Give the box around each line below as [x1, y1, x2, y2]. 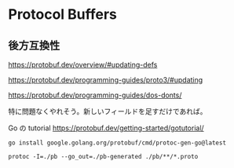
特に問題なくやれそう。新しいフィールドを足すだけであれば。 [8, 107, 207, 115]
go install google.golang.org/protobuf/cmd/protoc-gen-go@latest [8, 139, 226, 147]
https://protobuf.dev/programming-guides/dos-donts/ [8, 90, 182, 100]
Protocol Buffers [8, 5, 118, 24]
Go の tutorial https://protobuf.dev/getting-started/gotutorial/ [8, 123, 204, 133]
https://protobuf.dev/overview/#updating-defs [8, 60, 158, 69]
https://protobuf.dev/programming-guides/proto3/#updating [8, 75, 203, 84]
